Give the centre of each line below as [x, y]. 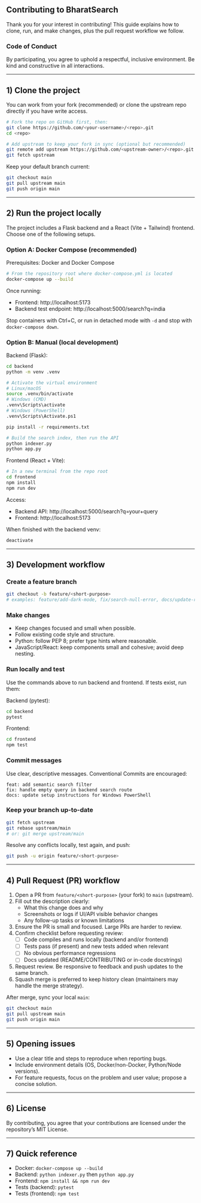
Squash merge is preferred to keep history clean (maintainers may [96, 979]
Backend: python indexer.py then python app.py [74, 1174]
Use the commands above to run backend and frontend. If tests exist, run [96, 682]
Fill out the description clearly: [52, 901]
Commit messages [34, 761]
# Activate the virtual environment [52, 383]
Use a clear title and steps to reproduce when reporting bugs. [91, 1058]
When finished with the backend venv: [54, 529]
